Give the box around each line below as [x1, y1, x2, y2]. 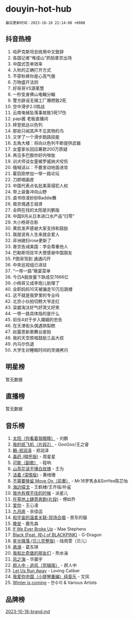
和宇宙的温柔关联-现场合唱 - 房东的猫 [12, 515, 87, 521]
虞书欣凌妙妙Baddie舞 [12, 195, 57, 201]
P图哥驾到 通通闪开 [12, 256, 51, 262]
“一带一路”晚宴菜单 [12, 268, 51, 274]
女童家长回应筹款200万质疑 [12, 146, 67, 152]
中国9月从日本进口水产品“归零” [12, 213, 75, 219]
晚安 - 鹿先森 [12, 521, 39, 526]
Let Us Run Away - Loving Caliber [12, 568, 80, 574]
